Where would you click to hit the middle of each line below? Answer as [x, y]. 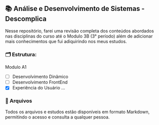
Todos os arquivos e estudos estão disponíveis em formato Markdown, [78, 112]
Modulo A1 [16, 67]
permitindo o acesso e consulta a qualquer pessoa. [57, 117]
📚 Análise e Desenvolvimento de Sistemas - [75, 9]
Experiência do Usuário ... [39, 88]
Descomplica [26, 19]
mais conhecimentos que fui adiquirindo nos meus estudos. [66, 41]
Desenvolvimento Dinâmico [40, 77]
